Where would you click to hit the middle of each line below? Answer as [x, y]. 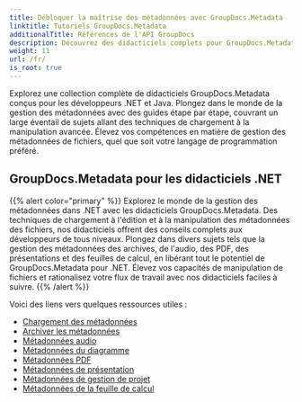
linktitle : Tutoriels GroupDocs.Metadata [88, 26]
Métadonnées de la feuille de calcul [88, 389]
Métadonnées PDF [57, 360]
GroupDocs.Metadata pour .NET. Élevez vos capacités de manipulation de [146, 267]
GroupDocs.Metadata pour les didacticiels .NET [146, 179]
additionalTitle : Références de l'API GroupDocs [102, 34]
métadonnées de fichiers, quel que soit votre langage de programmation [143, 141]
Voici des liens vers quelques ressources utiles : [98, 304]
